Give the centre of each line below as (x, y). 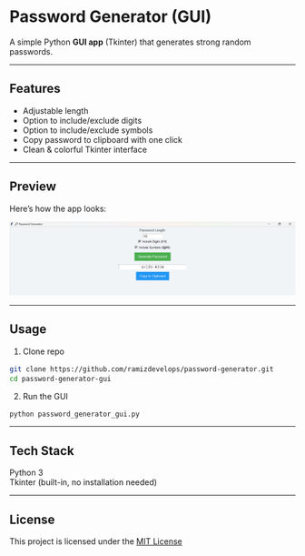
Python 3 (26, 473)
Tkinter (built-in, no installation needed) (83, 482)
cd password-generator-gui (60, 379)
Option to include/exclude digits (82, 120)
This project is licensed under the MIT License (96, 541)
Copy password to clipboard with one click (103, 139)
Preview (33, 187)
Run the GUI (45, 396)
